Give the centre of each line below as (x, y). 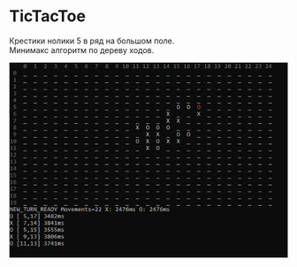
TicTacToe (48, 16)
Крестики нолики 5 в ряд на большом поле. (92, 41)
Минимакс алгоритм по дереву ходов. (82, 50)
